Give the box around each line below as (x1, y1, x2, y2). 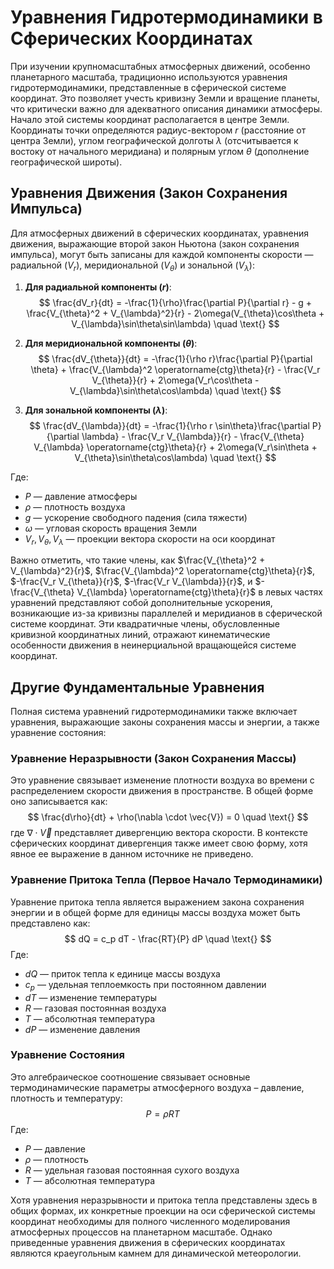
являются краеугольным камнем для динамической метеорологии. (10, 1247, 302, 1259)
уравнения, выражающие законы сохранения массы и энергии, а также (10, 716, 320, 728)
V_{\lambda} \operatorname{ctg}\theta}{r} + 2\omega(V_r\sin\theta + (33, 441, 318, 453)
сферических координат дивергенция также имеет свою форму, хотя (10, 837, 308, 850)
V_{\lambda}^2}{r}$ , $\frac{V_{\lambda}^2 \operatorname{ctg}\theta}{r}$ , (10, 565, 316, 577)
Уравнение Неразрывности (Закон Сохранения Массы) (10, 752, 297, 766)
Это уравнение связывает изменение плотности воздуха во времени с (10, 774, 315, 786)
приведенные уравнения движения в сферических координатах (10, 1236, 286, 1248)
